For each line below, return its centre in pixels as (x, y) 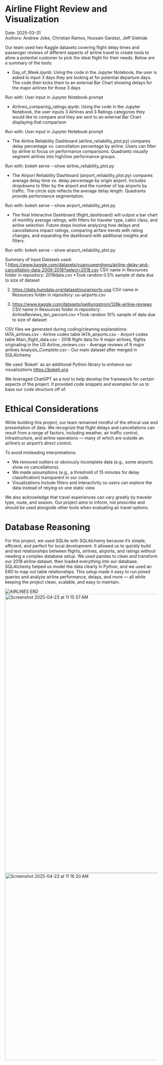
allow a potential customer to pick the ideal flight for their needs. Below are (80, 57)
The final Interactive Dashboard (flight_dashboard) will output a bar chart (85, 214)
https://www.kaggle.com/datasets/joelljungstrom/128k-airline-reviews (82, 304)
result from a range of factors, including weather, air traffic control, (72, 433)
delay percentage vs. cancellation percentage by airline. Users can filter (84, 146)
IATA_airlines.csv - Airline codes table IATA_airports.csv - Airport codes (76, 334)
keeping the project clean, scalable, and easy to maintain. (63, 582)
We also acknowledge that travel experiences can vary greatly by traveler (79, 497)
